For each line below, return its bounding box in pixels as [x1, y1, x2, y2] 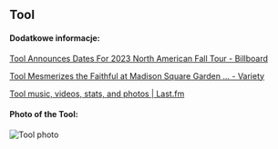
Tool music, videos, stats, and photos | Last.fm [9, 88, 185, 99]
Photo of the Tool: [9, 109, 79, 120]
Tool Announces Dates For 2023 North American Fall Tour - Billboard [9, 53, 269, 64]
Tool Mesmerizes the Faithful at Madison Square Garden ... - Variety [9, 70, 265, 81]
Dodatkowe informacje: [9, 32, 100, 44]
